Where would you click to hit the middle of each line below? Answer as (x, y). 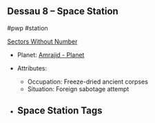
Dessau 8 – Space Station (63, 11)
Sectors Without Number (42, 41)
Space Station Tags (60, 111)
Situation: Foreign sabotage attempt (78, 88)
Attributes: (32, 68)
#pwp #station (28, 28)
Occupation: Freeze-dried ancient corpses (87, 82)
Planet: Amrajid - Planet (51, 55)
